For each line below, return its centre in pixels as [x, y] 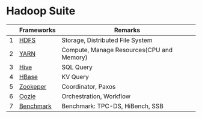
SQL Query [77, 67]
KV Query [75, 77]
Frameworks [37, 30]
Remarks [127, 30]
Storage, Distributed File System [107, 40]
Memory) [75, 57]
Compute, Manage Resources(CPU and [117, 50]
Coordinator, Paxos [89, 86]
